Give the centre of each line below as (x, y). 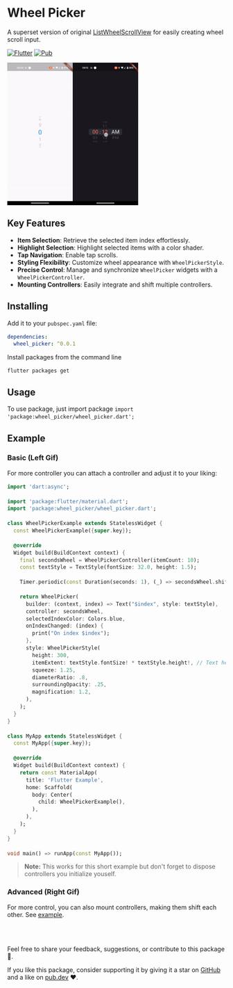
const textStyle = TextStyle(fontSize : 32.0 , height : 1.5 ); (108, 567)
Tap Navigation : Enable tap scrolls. (67, 254)
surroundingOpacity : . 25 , (70, 685)
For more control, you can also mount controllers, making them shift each (112, 907)
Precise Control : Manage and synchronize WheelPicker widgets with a (118, 270)
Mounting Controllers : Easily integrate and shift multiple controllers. (115, 284)
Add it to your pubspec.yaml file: (52, 323)
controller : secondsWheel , (64, 611)
